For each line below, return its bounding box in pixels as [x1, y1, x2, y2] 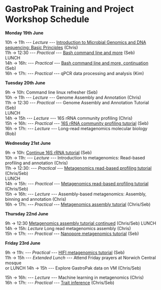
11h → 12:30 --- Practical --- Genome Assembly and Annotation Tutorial [5, 99, 149, 105]
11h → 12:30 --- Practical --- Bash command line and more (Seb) [5, 50, 135, 56]
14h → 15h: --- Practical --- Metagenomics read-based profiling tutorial [5, 180, 149, 186]
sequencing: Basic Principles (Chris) [5, 44, 78, 50]
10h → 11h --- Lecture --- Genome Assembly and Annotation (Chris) [5, 94, 141, 100]
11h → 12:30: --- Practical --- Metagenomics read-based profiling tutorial [5, 165, 152, 171]
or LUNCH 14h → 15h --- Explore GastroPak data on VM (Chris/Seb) [5, 265, 141, 271]
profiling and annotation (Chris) [5, 160, 68, 166]
